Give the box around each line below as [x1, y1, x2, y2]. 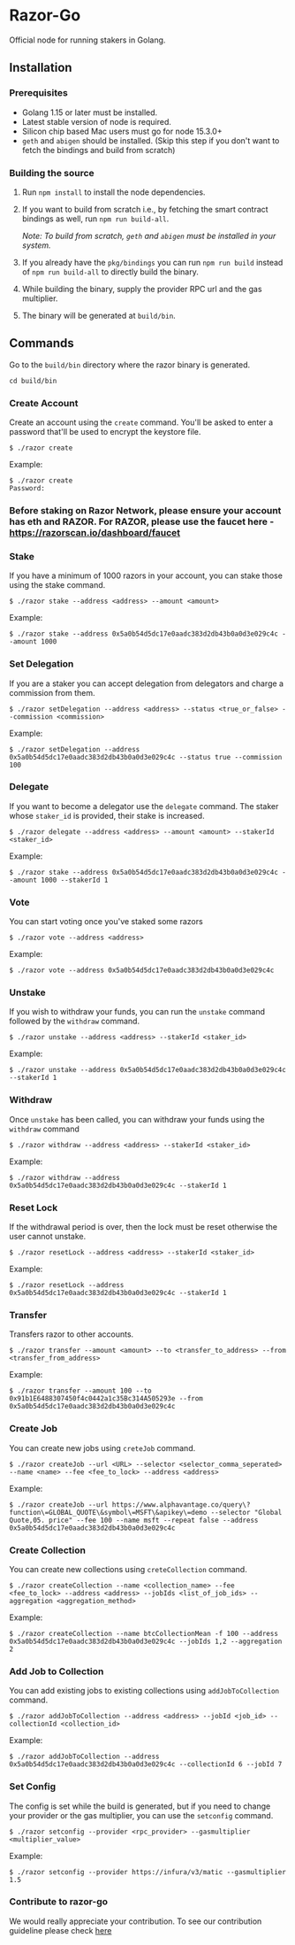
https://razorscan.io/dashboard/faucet [9, 526, 181, 538]
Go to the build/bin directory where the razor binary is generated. [9, 359, 251, 370]
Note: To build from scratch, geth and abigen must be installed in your [21, 230, 276, 241]
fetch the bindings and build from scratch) [21, 144, 176, 155]
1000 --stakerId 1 [41, 876, 109, 884]
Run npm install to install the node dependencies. [21, 187, 206, 197]
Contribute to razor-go [9, 1895, 109, 1908]
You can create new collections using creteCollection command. [9, 1563, 247, 1574]
